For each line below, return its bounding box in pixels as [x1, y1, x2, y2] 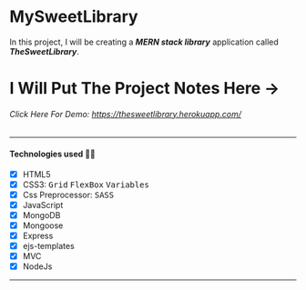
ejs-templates [22, 240, 75, 251]
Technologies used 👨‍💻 [9, 148, 96, 159]
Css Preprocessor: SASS [22, 189, 115, 200]
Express [22, 230, 54, 241]
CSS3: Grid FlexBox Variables [22, 179, 150, 190]
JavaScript [22, 199, 64, 210]
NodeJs [22, 261, 53, 272]
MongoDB [22, 209, 61, 220]
